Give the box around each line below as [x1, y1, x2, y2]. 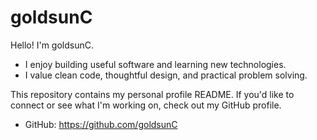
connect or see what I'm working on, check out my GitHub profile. [10, 99, 282, 111]
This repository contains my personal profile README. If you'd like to [10, 88, 295, 100]
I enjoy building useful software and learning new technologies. [24, 58, 287, 70]
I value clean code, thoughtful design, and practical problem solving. [24, 69, 308, 81]
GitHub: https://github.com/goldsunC [24, 118, 178, 130]
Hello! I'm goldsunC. [10, 39, 95, 51]
